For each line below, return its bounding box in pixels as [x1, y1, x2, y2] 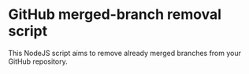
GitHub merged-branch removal [8, 6, 222, 24]
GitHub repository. [8, 57, 69, 66]
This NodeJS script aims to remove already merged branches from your [8, 48, 242, 57]
